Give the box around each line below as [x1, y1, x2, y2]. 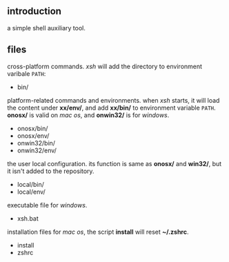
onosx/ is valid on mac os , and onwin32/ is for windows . [7, 110, 170, 119]
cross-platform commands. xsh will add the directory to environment [7, 62, 202, 70]
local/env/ [17, 188, 46, 196]
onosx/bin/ [17, 124, 48, 132]
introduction [7, 6, 62, 17]
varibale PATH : [7, 69, 46, 78]
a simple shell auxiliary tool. [7, 23, 86, 32]
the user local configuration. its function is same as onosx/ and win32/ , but [7, 159, 222, 168]
